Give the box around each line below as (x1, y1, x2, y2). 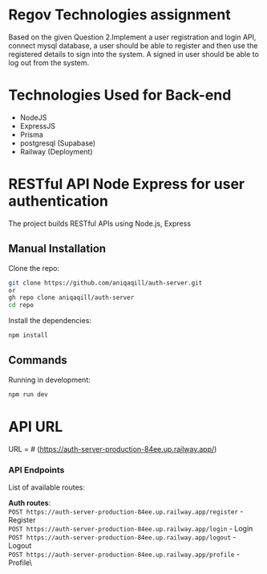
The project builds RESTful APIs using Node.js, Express (8, 219, 191, 228)
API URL (8, 417, 63, 436)
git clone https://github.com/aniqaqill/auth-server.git (8, 279, 203, 287)
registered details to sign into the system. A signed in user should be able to (8, 49, 259, 59)
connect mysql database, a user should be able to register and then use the (8, 40, 258, 50)
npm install (8, 331, 48, 339)
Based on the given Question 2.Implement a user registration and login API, (8, 32, 257, 42)
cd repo (8, 301, 34, 310)
